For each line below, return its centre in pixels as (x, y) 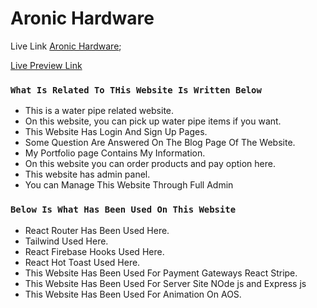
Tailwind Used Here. (66, 241)
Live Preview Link (46, 65)
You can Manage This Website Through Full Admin (129, 185)
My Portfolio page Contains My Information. (115, 153)
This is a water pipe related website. (99, 111)
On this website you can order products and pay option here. (150, 164)
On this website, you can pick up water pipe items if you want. (153, 121)
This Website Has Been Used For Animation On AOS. (133, 294)
